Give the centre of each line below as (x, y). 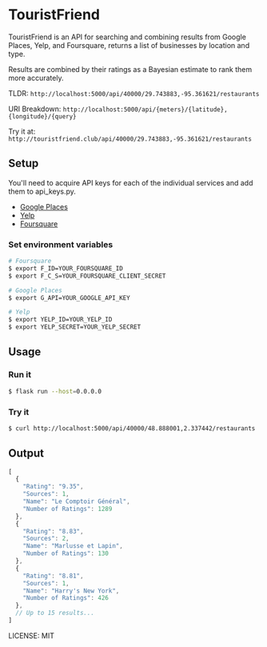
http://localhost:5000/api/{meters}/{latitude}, (145, 110)
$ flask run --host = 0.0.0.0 (55, 391)
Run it (20, 375)
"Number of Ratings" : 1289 (68, 509)
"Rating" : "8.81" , (53, 576)
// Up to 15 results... (55, 613)
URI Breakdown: (35, 109)
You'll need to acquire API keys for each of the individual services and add (131, 182)
